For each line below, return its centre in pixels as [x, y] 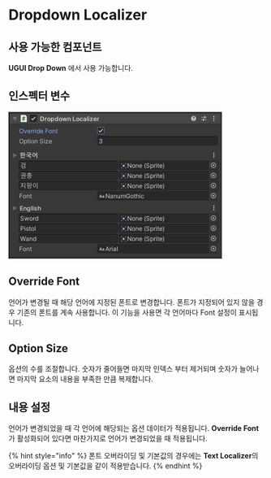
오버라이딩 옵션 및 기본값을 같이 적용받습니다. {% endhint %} [105, 466]
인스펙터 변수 [39, 96]
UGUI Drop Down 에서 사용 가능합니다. [71, 68]
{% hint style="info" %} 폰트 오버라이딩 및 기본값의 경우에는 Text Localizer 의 [133, 456]
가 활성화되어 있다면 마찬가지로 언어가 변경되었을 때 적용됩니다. [108, 439]
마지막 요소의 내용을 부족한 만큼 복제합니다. [85, 379]
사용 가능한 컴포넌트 [55, 47]
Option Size [39, 348]
